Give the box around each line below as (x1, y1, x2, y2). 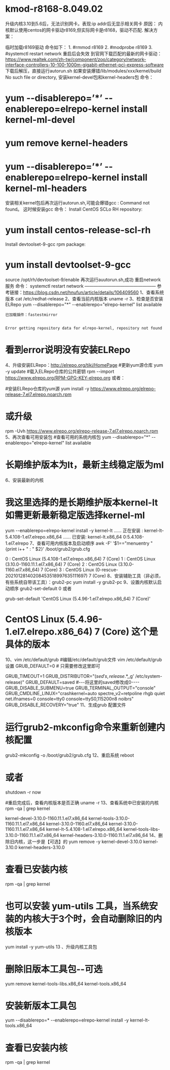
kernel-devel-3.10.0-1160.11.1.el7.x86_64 (5, 815, 88, 821)
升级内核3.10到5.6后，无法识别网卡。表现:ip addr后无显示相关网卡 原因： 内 (5, 20, 163, 27)
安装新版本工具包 (5, 1000, 77, 1011)
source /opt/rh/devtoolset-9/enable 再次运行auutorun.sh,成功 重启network (5, 276, 161, 283)
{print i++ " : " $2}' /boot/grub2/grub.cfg (5, 546, 90, 552)
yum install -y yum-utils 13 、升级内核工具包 (5, 944, 97, 950)
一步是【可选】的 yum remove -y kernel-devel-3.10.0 (31, 838, 142, 845)
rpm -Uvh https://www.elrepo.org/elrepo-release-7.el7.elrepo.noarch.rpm (5, 428, 158, 434)
